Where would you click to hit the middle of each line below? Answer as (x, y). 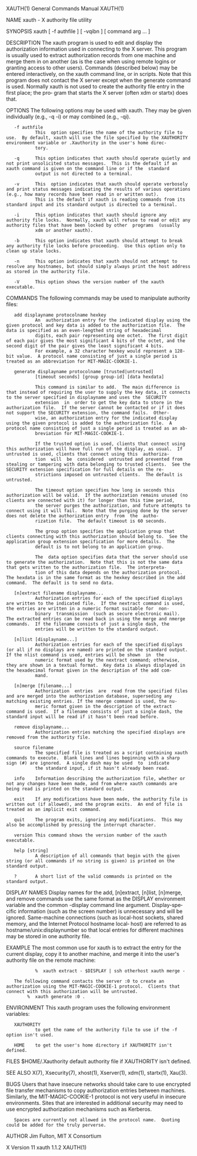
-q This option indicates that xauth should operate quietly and (102, 158)
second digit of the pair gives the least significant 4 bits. (85, 346)
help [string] (31, 851)
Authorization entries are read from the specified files (111, 691)
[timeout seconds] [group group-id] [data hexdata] (100, 377)
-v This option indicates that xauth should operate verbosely (101, 184)
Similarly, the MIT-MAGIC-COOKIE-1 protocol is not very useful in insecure (96, 1097)
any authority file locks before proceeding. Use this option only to (96, 246)
